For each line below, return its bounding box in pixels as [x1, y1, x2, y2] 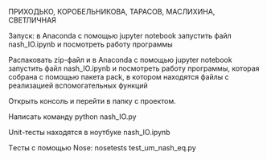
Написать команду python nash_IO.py [8, 112, 137, 121]
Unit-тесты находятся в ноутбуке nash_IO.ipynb [8, 128, 170, 137]
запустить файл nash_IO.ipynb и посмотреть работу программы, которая [8, 64, 260, 73]
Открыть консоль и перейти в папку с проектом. [8, 96, 177, 105]
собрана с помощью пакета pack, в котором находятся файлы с [8, 72, 229, 81]
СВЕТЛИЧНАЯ [8, 15, 56, 25]
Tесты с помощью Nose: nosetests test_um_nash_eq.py [8, 143, 197, 152]
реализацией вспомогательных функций [8, 80, 148, 90]
